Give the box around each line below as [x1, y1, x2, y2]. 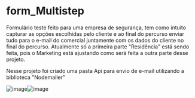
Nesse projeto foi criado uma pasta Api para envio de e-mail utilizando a [6, 67, 184, 74]
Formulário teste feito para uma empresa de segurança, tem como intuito [6, 24, 187, 31]
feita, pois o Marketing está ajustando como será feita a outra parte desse [6, 49, 188, 56]
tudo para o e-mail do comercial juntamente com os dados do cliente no [6, 36, 184, 44]
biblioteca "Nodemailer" [6, 73, 66, 81]
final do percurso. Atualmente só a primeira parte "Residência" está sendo [6, 43, 190, 50]
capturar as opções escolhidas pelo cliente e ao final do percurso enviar [6, 30, 184, 37]
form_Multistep [6, 4, 85, 18]
